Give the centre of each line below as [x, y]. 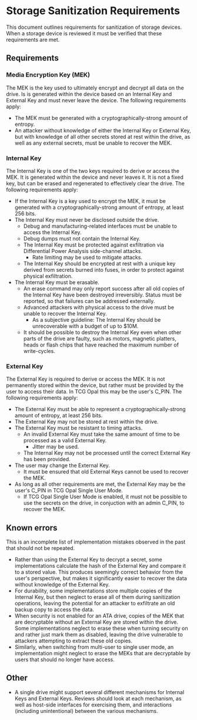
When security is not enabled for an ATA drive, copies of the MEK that [99, 616]
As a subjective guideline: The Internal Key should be [96, 319]
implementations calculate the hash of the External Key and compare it [100, 566]
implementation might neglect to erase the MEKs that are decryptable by [103, 654]
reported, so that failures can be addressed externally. [89, 301]
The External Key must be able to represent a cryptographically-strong [100, 409]
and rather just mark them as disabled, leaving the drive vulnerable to [99, 635]
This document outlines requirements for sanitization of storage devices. [94, 27]
